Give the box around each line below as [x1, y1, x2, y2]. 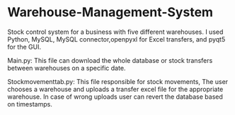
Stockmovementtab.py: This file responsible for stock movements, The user [7, 77, 229, 85]
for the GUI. [7, 42, 41, 51]
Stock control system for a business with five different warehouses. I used [7, 28, 224, 36]
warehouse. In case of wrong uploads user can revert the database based [7, 92, 223, 101]
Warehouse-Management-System [7, 4, 214, 20]
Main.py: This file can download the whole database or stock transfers [7, 56, 213, 64]
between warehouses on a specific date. [7, 63, 126, 72]
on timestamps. [7, 99, 53, 108]
